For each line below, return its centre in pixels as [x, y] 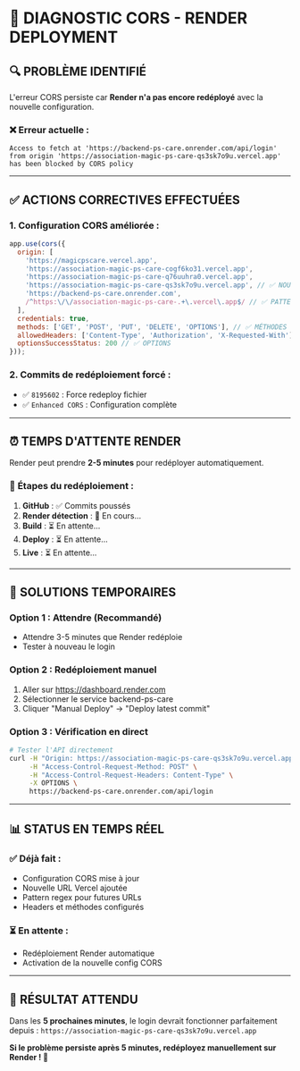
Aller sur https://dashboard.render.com [94, 689]
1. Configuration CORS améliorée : [84, 225]
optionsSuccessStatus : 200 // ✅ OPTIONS [94, 343]
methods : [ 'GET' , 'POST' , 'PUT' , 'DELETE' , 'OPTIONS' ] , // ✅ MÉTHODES [152, 327]
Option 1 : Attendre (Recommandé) [86, 618]
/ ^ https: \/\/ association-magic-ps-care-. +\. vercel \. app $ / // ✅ [146, 302]
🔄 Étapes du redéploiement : [71, 486]
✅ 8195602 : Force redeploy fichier [84, 394]
